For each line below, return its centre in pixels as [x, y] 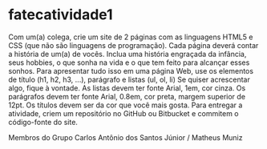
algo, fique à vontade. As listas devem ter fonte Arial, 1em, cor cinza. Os [127, 88]
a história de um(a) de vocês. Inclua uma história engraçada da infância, [127, 54]
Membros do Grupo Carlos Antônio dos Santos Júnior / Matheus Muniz [125, 137]
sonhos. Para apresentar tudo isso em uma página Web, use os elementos [131, 70]
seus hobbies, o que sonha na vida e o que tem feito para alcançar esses [129, 62]
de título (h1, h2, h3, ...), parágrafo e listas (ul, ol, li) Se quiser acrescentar [129, 79]
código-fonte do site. [43, 122]
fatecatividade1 [61, 15]
